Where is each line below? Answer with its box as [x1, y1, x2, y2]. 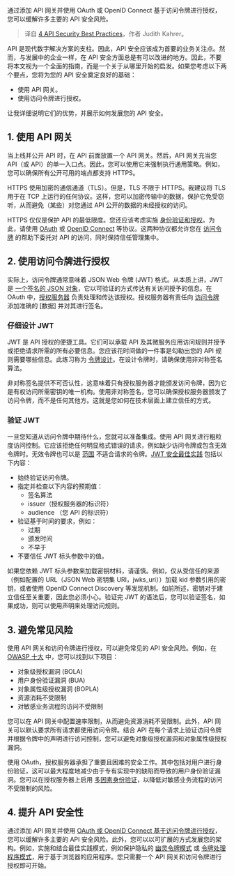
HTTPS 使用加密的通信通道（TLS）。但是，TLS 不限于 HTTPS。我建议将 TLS [7, 183, 226, 192]
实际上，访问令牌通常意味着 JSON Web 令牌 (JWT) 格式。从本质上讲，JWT [7, 275, 224, 284]
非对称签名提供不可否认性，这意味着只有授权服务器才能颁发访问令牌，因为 [7, 379, 221, 387]
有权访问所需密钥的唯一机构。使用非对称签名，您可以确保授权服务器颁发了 [13, 387, 227, 395]
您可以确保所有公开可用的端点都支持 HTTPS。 [7, 168, 139, 176]
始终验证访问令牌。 [17, 474, 73, 482]
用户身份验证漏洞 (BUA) [17, 676, 86, 685]
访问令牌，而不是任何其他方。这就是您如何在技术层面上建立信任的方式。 [7, 396, 214, 405]
